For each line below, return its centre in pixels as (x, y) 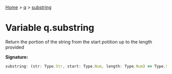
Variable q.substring (50, 28)
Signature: (17, 57)
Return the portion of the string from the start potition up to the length (79, 42)
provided (15, 47)
